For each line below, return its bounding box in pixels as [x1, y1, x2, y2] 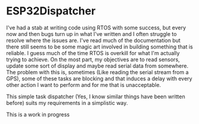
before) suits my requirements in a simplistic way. [6, 99, 128, 106]
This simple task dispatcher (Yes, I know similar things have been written [6, 93, 185, 100]
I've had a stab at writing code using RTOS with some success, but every [6, 24, 186, 31]
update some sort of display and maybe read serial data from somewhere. [6, 62, 189, 69]
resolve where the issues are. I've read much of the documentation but [6, 37, 181, 44]
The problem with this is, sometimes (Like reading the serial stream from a [6, 68, 189, 75]
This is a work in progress [6, 111, 70, 118]
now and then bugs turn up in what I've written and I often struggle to [6, 30, 177, 37]
